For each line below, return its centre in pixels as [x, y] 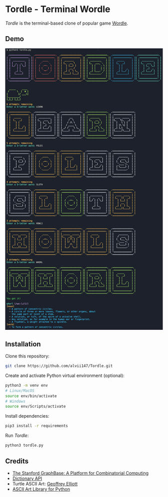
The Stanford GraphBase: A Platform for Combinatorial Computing [80, 473]
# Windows [15, 401]
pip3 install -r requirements [37, 426]
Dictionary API [27, 478]
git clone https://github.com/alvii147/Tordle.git [59, 366]
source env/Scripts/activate [35, 407]
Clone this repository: [27, 356]
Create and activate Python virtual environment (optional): [65, 376]
